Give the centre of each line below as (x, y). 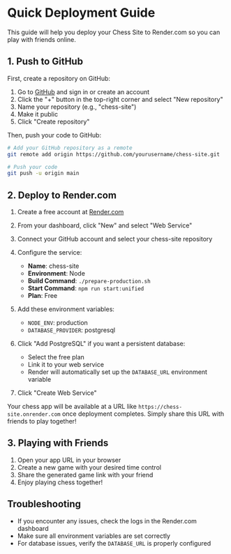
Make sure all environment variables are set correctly (94, 536)
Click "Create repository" (53, 121)
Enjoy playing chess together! (60, 482)
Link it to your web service (66, 365)
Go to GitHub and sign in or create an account (83, 91)
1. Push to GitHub (45, 62)
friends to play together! (42, 421)
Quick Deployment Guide (81, 13)
